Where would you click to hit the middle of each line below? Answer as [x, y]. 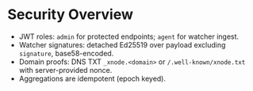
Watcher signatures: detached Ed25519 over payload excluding [122, 44]
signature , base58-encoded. [66, 53]
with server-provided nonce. [65, 70]
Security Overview [71, 15]
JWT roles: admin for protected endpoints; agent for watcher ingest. [129, 36]
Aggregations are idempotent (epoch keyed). [92, 78]
